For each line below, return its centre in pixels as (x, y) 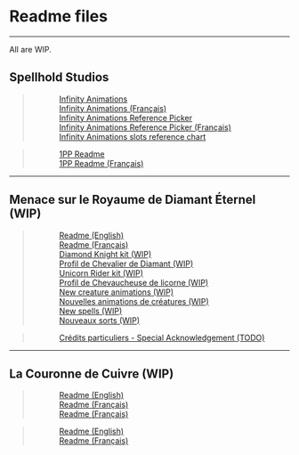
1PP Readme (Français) (101, 163)
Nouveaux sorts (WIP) (100, 320)
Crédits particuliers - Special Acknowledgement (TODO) (162, 337)
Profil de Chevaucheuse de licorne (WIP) (134, 282)
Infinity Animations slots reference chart (133, 136)
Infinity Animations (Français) (113, 108)
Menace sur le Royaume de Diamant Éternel (133, 200)
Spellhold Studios (59, 77)
